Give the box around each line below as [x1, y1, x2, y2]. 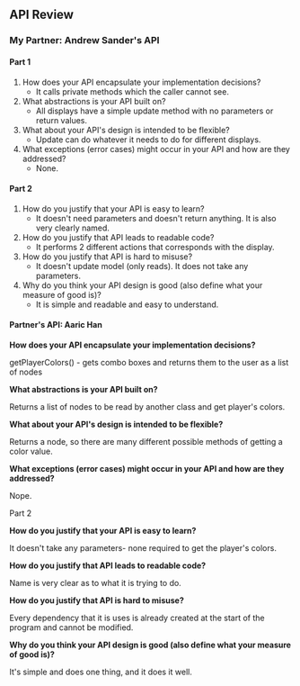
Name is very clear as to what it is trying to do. [9, 577, 181, 588]
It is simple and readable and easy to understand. [35, 299, 219, 310]
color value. [9, 446, 53, 456]
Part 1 [9, 56, 31, 67]
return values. [35, 114, 88, 125]
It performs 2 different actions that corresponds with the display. [35, 241, 276, 252]
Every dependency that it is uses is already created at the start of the [9, 612, 265, 623]
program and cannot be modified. [9, 621, 134, 633]
